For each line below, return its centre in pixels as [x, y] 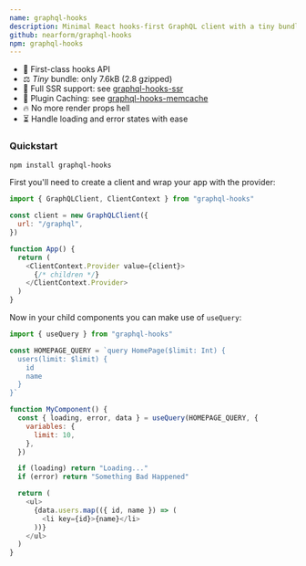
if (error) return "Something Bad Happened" [103, 477]
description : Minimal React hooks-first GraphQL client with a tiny [142, 26]
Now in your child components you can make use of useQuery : [126, 318]
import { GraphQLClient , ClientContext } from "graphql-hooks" [132, 199]
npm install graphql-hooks [61, 165]
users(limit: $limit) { [62, 359]
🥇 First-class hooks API [66, 69]
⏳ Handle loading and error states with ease [105, 119]
